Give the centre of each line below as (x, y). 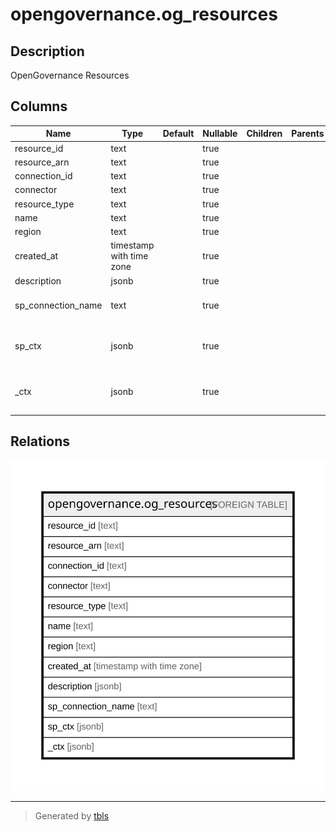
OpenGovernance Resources (70, 75)
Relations (40, 441)
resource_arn (42, 162)
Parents (308, 134)
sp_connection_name (58, 305)
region (28, 232)
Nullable (220, 134)
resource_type (44, 204)
